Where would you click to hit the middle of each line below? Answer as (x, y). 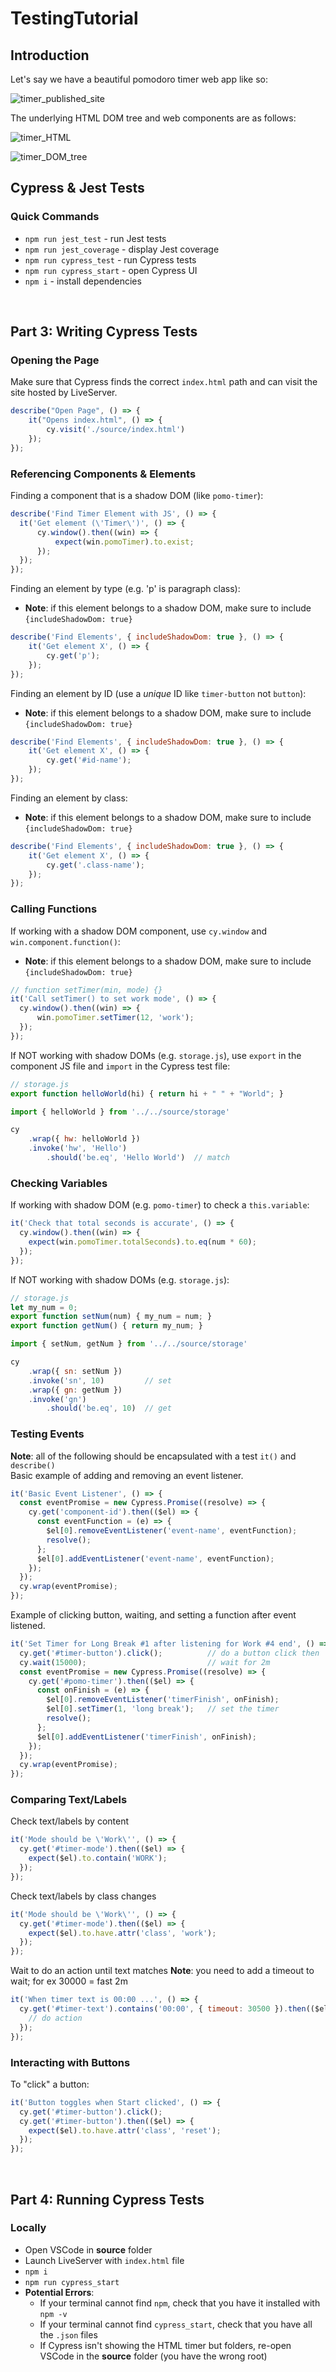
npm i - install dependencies (83, 281)
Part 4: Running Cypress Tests (107, 2199)
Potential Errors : (59, 2292)
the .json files (68, 2334)
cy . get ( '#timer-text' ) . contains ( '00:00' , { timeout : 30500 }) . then (163, 2009)
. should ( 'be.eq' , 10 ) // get (109, 1408)
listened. (28, 1626)
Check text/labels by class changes (83, 1896)
